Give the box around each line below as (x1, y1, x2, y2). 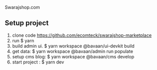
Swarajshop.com (5, 5, 40, 10)
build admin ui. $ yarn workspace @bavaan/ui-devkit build (12, 43, 135, 49)
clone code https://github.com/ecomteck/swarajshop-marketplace (12, 32, 152, 38)
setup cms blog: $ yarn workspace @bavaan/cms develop (12, 53, 135, 59)
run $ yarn (12, 37, 34, 43)
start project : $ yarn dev (12, 59, 65, 65)
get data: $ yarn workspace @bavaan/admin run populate (12, 48, 133, 54)
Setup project (5, 19, 49, 27)
